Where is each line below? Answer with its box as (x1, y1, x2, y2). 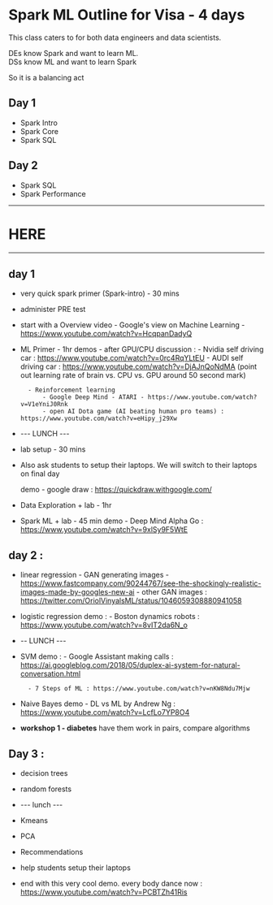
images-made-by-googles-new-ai (19, 587, 135, 597)
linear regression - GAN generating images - (19, 570, 169, 580)
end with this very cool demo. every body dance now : (19, 878, 203, 888)
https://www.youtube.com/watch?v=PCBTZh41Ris (19, 887, 188, 897)
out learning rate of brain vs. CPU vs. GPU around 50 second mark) (19, 370, 246, 380)
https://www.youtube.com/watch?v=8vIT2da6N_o (19, 620, 188, 630)
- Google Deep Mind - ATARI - (41, 393, 145, 401)
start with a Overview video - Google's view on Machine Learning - (19, 320, 245, 330)
